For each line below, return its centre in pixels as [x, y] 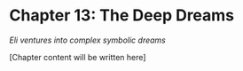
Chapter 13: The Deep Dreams [122, 16]
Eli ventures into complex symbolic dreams [87, 40]
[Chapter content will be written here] [78, 57]
